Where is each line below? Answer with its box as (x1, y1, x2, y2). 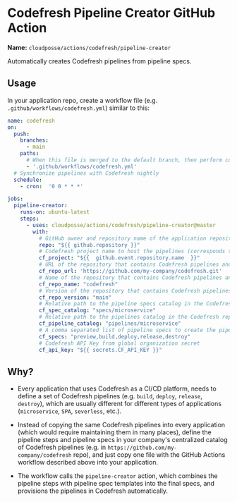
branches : (20, 137, 49, 144)
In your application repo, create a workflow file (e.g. (7, 96, 158, 104)
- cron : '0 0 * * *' (20, 183, 83, 190)
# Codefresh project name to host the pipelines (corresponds (38, 248, 226, 255)
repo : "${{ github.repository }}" (38, 241, 140, 248)
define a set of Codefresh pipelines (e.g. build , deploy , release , (17, 392, 203, 400)
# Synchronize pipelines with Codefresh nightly (13, 169, 159, 177)
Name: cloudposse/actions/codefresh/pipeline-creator (7, 43, 171, 51)
